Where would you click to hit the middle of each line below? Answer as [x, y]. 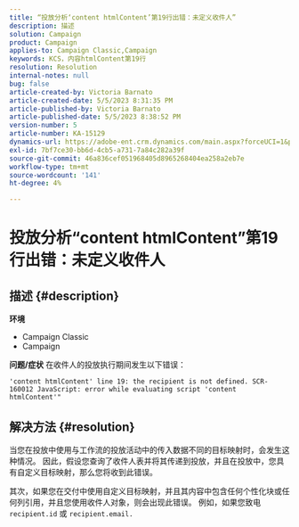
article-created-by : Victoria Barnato [81, 92]
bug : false [29, 84]
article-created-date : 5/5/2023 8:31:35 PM [91, 100]
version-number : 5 [43, 126]
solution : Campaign [45, 34]
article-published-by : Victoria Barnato [85, 109]
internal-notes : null [49, 76]
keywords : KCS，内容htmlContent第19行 [78, 59]
